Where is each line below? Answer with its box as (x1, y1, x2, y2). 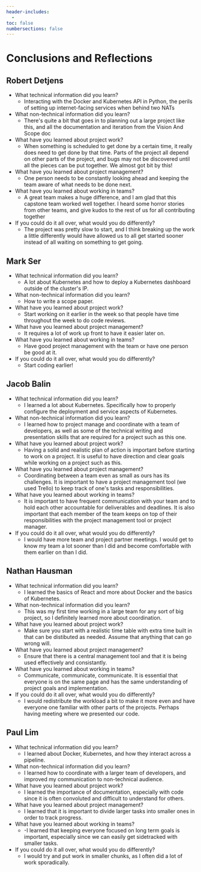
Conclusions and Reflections (6, 52, 153, 65)
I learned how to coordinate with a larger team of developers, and (23, 769, 186, 776)
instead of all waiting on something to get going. (23, 238, 143, 246)
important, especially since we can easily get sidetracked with (23, 833, 178, 840)
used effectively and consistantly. (23, 659, 107, 666)
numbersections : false (6, 25, 63, 32)
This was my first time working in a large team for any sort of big (23, 608, 184, 615)
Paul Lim (6, 727, 39, 738)
